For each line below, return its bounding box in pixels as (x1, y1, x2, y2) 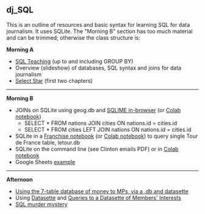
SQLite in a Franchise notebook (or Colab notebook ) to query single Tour (15, 132, 198, 140)
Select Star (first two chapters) (15, 77, 93, 84)
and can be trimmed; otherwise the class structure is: (6, 34, 140, 41)
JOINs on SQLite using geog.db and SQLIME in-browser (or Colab (15, 106, 181, 113)
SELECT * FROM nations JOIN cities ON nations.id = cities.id (24, 119, 178, 127)
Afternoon (6, 176, 34, 183)
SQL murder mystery (15, 201, 68, 208)
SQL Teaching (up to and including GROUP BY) (15, 57, 134, 65)
